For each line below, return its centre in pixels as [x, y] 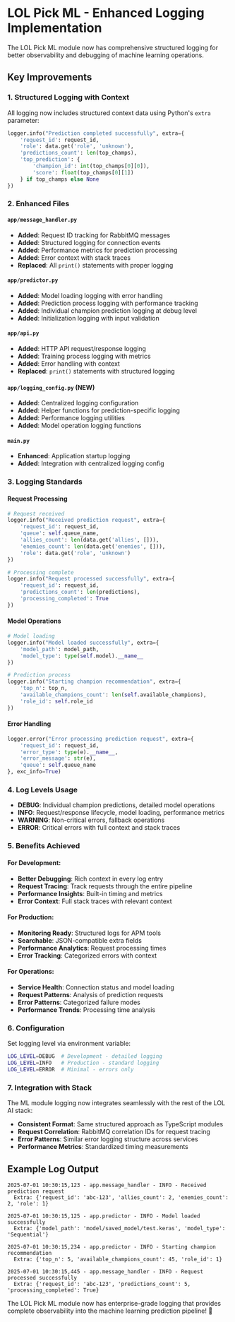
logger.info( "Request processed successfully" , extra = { [91, 579]
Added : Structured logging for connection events [89, 242]
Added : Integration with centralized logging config [91, 463]
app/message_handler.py [42, 220]
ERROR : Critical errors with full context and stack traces [99, 828]
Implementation [55, 28]
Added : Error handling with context [68, 364]
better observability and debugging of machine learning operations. [106, 55]
